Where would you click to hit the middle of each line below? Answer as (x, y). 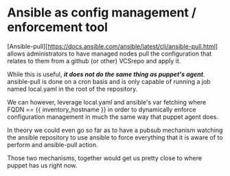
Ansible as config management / (102, 13)
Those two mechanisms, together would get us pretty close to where (105, 158)
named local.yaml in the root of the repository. (72, 89)
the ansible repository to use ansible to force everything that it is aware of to (115, 137)
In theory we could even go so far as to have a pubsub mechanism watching (115, 130)
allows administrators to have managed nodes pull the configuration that (110, 54)
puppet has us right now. (42, 165)
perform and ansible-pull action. (53, 144)
